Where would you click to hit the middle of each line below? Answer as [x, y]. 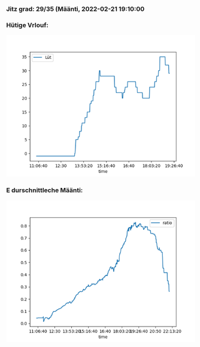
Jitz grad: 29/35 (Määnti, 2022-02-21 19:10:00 [75, 9]
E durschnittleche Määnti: [45, 190]
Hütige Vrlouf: [28, 25]
